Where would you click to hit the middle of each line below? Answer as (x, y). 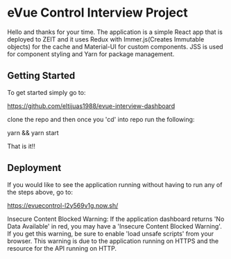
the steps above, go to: (40, 192)
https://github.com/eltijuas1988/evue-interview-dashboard (91, 106)
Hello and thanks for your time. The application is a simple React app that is (115, 32)
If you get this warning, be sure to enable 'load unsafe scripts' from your (111, 233)
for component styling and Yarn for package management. (91, 54)
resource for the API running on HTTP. (62, 248)
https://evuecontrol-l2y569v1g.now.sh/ (63, 205)
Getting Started (41, 76)
